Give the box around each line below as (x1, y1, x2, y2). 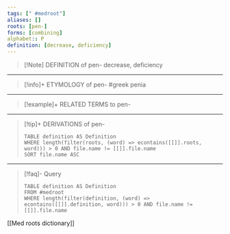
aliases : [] (7, 16, 41, 23)
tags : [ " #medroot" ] (7, 10, 66, 17)
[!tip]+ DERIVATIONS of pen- (23, 120, 105, 128)
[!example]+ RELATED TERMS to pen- (23, 100, 131, 108)
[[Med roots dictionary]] (7, 219, 75, 227)
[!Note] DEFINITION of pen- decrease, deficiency (23, 61, 163, 69)
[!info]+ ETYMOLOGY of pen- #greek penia (23, 80, 146, 89)
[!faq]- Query (23, 169, 62, 178)
